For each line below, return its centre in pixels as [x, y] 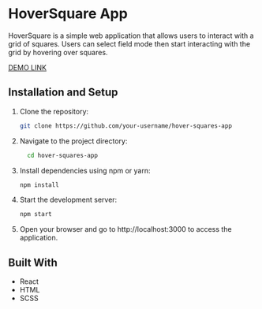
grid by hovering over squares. [58, 52]
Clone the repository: [54, 111]
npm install [39, 185]
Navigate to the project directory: [73, 141]
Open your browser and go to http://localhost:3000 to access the [125, 229]
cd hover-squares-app [63, 155]
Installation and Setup [63, 93]
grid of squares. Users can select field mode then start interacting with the [129, 43]
